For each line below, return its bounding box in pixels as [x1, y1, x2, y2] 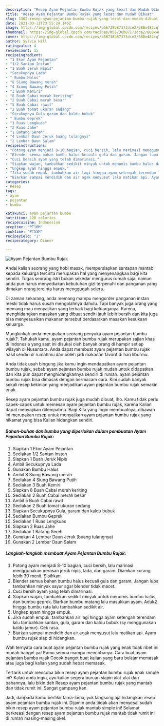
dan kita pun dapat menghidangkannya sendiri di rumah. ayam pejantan [5, 371, 149, 377]
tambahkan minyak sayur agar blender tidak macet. [12, 584, 116, 589]
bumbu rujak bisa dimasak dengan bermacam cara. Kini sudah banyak [5, 377, 146, 383]
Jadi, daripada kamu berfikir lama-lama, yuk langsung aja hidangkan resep [5, 695, 155, 701]
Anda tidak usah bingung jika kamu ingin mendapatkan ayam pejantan [5, 361, 146, 367]
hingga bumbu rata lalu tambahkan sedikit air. [12, 604, 104, 610]
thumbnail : [5, 30, 28, 35]
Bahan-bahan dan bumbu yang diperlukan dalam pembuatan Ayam [5, 428, 146, 434]
